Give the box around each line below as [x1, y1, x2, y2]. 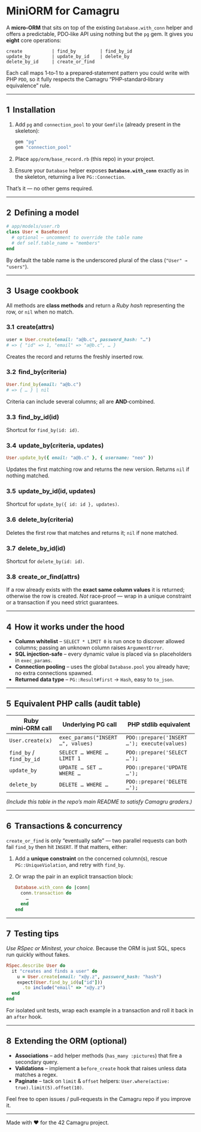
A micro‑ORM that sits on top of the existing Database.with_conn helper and [6, 24, 193, 31]
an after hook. [6, 1013, 43, 1020]
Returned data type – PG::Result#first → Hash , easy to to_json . [14, 676, 175, 683]
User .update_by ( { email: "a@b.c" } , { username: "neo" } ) [6, 455, 154, 461]
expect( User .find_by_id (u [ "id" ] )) [17, 979, 103, 985]
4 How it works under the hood [6, 622, 124, 632]
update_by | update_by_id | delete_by [6, 53, 130, 59]
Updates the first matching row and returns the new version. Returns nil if [6, 465, 190, 473]
